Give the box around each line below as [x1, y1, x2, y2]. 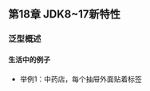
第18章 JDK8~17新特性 [8, 7, 121, 22]
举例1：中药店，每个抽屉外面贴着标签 [19, 74, 142, 84]
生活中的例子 [8, 54, 50, 64]
